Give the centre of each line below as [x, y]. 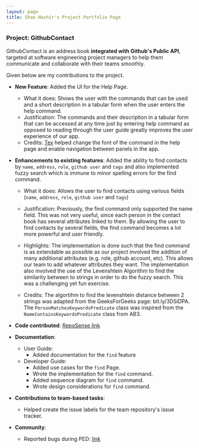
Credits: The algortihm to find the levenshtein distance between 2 [104, 295]
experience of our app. [52, 136]
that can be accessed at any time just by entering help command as [107, 123]
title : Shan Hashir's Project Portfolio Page [63, 17]
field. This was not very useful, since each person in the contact [102, 215]
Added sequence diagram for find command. [88, 380]
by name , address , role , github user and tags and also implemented [97, 167]
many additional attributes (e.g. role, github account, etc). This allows [108, 258]
